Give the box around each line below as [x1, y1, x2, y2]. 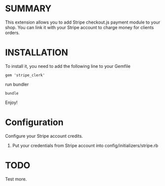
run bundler [5, 81, 29, 87]
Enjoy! [5, 99, 18, 105]
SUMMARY [5, 3, 52, 14]
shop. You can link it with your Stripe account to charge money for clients [5, 24, 154, 30]
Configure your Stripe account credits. [5, 133, 83, 139]
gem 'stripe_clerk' [5, 72, 45, 78]
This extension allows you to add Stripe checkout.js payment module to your [5, 19, 161, 25]
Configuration [5, 117, 64, 128]
